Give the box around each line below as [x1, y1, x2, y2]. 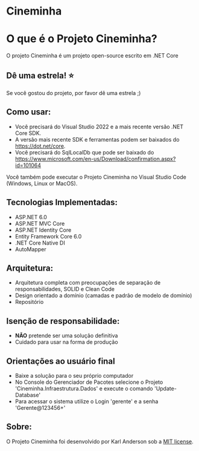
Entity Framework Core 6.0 [14, 232, 82, 240]
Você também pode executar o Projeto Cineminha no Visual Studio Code [6, 173, 187, 180]
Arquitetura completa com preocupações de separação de [14, 279, 161, 286]
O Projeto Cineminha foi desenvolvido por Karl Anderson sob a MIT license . [6, 438, 194, 445]
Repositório [14, 298, 44, 306]
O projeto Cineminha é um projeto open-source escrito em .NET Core [6, 52, 179, 59]
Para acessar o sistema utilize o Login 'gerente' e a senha [14, 398, 159, 405]
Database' [14, 392, 41, 398]
